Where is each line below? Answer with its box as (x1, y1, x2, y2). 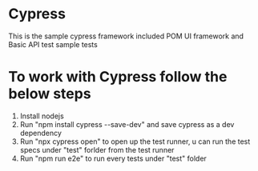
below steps (8, 85, 91, 103)
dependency (19, 128, 62, 137)
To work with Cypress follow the (8, 68, 228, 86)
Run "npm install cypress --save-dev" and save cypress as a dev (19, 119, 235, 129)
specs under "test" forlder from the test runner (19, 145, 175, 154)
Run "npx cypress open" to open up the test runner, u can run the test (19, 137, 251, 146)
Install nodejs (19, 111, 64, 121)
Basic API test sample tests (8, 39, 98, 49)
